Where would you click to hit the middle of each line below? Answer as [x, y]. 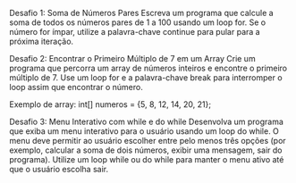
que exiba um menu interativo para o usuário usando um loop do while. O [144, 131]
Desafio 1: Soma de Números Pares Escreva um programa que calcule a [142, 13]
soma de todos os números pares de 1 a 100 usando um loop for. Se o [138, 22]
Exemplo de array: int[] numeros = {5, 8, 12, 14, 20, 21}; [110, 104]
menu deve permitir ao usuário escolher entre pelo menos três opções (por [148, 141]
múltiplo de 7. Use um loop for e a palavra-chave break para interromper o [146, 78]
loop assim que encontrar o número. [76, 87]
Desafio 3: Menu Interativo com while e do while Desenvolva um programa [147, 121]
